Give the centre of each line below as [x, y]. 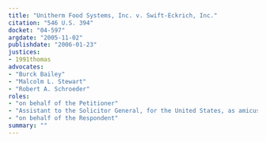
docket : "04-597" [37, 30]
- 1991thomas [30, 60]
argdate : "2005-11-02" [46, 37]
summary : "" [28, 125]
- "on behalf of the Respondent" [63, 118]
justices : [25, 52]
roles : [19, 96]
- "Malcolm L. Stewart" [47, 81]
